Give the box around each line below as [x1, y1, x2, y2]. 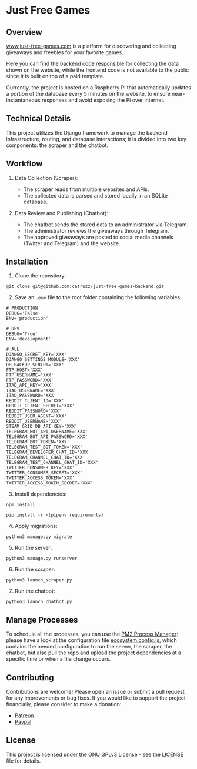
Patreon [14, 712, 34, 719]
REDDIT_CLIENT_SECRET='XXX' [6, 403, 75, 409]
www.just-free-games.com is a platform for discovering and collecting [6, 42, 176, 49]
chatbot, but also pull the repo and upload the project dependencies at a [6, 649, 181, 656]
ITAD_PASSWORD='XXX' [6, 393, 57, 399]
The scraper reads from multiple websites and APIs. [23, 186, 149, 193]
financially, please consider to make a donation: [6, 701, 122, 708]
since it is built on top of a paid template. [6, 73, 105, 79]
